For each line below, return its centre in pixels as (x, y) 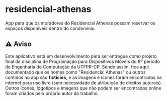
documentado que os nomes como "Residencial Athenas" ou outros (75, 72)
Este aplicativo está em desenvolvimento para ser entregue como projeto (81, 56)
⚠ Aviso (18, 44)
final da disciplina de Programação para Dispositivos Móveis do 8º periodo (82, 61)
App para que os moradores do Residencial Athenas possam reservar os (80, 23)
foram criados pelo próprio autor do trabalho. (52, 93)
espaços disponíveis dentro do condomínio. (51, 28)
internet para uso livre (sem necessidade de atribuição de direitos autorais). (84, 82)
